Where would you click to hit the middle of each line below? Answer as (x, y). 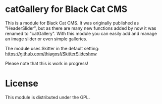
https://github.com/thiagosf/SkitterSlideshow (51, 54)
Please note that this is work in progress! (47, 63)
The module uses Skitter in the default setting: (52, 48)
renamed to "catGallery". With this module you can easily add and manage (81, 33)
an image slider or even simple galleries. (46, 39)
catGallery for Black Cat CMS (66, 9)
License (22, 84)
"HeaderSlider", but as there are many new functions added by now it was (81, 28)
